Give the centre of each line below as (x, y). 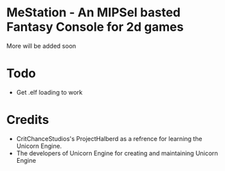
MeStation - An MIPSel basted (94, 13)
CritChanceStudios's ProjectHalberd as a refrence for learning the (109, 138)
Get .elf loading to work (49, 92)
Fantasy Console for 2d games (95, 27)
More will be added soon (41, 46)
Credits (28, 120)
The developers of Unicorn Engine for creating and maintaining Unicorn (117, 153)
